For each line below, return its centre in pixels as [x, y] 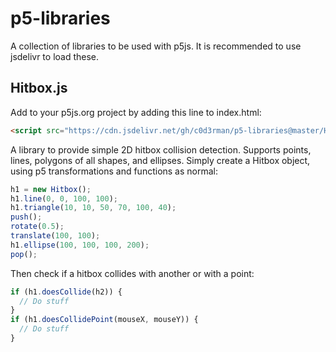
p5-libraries [60, 18]
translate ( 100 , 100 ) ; [55, 236]
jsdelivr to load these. [55, 56]
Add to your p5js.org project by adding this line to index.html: [136, 112]
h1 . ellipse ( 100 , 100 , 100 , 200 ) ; [80, 245]
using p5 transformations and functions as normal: [114, 171]
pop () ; [24, 254]
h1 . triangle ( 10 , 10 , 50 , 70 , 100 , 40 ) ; [93, 208]
